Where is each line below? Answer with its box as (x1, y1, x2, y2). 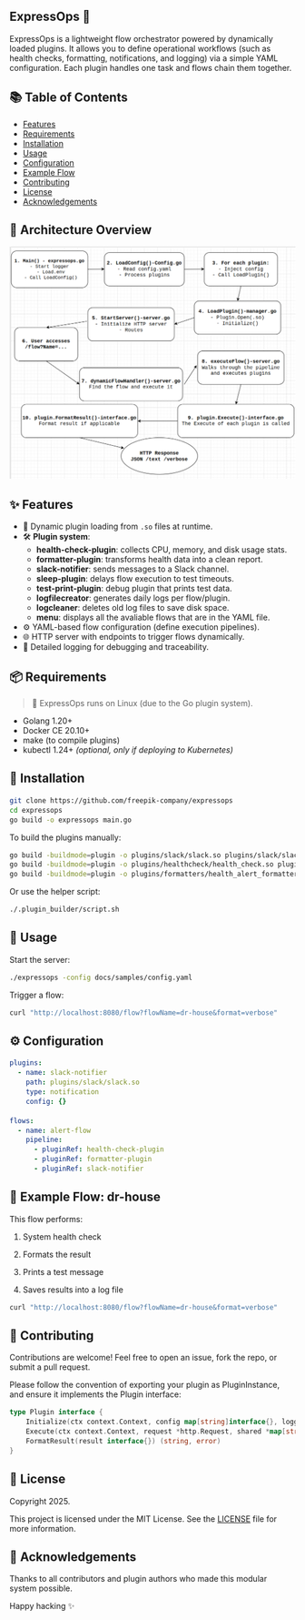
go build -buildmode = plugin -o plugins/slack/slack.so (9, 850, 221, 860)
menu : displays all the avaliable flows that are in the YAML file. (35, 612, 271, 623)
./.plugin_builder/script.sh (9, 905, 120, 915)
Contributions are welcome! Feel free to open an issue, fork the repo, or (9, 1352, 278, 1363)
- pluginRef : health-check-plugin (33, 1145, 165, 1154)
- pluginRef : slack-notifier (33, 1164, 144, 1174)
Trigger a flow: (9, 989, 64, 1000)
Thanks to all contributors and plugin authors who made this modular (9, 1574, 268, 1585)
